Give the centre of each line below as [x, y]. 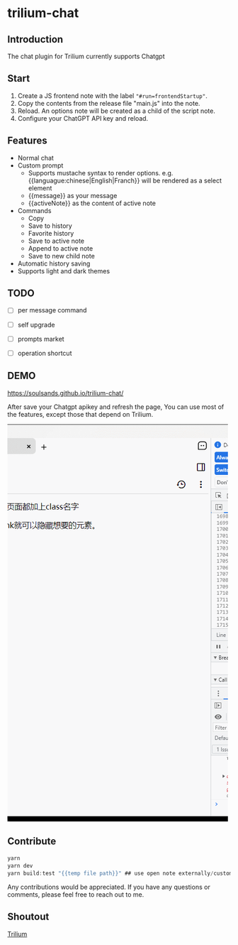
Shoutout [28, 917]
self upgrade [36, 324]
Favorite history [51, 233]
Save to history [50, 226]
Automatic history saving [54, 263]
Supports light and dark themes [64, 271]
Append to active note [61, 248]
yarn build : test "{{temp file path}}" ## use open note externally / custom [120, 874]
